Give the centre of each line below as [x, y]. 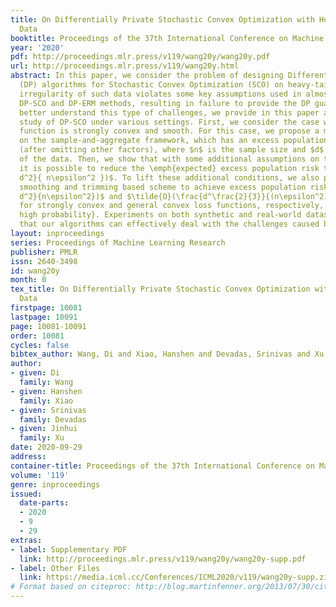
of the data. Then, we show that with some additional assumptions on [169, 159]
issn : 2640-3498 [44, 261]
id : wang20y [35, 271]
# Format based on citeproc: [71, 587]
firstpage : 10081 [46, 308]
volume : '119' [40, 475]
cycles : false [40, 345]
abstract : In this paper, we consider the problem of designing [147, 76]
